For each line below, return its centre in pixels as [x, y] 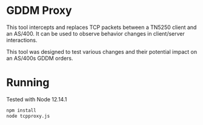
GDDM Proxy [39, 11]
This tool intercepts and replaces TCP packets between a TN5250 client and [101, 27]
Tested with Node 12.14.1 [37, 99]
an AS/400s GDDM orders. [40, 58]
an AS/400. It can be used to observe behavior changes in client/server [95, 33]
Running [28, 83]
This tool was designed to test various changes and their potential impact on [102, 51]
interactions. [22, 40]
